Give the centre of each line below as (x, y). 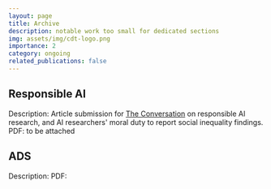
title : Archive (34, 24)
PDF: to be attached (42, 131)
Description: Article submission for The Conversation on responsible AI (127, 114)
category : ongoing (39, 54)
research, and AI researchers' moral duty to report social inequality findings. (136, 122)
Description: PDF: (38, 176)
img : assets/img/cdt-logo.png (60, 39)
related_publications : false (58, 62)
